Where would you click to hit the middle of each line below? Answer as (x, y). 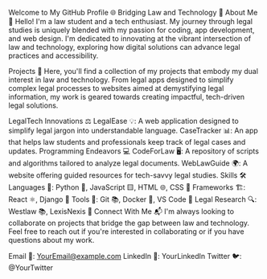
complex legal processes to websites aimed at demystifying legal (116, 88)
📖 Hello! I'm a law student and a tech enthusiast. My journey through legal (131, 21)
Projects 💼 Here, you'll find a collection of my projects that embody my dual (133, 71)
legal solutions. (33, 105)
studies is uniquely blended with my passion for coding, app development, (131, 30)
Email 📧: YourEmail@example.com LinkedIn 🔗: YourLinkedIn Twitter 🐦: (125, 256)
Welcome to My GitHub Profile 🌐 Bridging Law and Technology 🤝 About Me (133, 12)
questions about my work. (51, 240)
